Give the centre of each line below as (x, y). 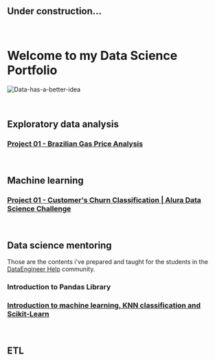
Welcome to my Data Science (92, 56)
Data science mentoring (59, 245)
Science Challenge (39, 208)
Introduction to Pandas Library (59, 287)
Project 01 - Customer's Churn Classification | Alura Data (104, 200)
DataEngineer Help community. (51, 269)
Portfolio (32, 70)
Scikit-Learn (28, 314)
